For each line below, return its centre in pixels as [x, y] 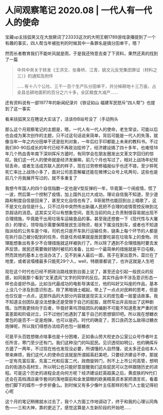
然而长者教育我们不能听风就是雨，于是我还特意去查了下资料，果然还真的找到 [81, 53]
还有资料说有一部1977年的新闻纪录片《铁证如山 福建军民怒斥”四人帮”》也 [78, 103]
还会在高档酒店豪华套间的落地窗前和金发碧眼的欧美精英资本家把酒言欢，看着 [81, 379]
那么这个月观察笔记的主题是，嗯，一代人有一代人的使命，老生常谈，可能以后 [81, 129]
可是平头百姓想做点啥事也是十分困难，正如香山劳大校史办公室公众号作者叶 [79, 336]
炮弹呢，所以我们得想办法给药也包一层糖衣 [48, 326]
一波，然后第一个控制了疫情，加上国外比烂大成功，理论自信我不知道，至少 [79, 194]
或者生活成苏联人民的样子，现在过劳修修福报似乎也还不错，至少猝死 [90, 166]
